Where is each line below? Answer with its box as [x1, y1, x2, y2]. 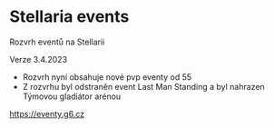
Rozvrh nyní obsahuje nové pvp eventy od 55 [22, 71, 192, 83]
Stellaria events [9, 6, 130, 27]
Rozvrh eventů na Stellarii [9, 36, 105, 47]
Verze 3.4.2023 [9, 54, 68, 64]
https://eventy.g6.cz [9, 108, 84, 119]
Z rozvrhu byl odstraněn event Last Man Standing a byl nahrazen [22, 81, 265, 92]
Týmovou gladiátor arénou [22, 91, 122, 102]
